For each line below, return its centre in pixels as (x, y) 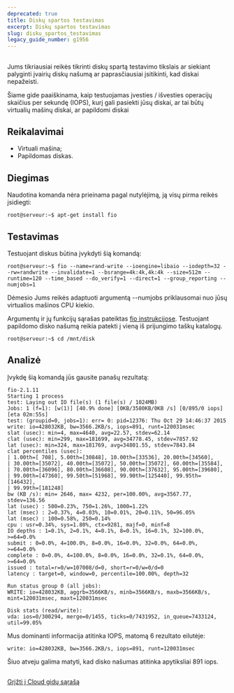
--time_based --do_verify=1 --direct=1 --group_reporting (131, 278)
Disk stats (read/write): (45, 610)
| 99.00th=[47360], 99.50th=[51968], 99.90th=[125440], (90, 476)
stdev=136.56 (26, 500)
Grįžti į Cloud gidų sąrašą (44, 682)
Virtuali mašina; (40, 148)
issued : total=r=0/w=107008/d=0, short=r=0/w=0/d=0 (86, 568)
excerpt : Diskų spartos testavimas (59, 27)
